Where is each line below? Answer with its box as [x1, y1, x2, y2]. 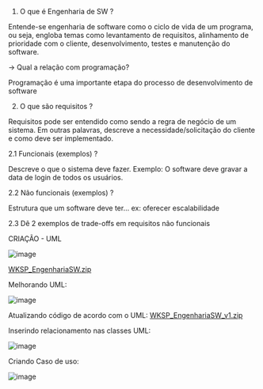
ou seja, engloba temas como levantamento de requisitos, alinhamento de [8, 31, 250, 40]
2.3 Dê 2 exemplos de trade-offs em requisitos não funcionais [8, 219, 211, 228]
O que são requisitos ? [19, 102, 93, 111]
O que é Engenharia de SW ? [19, 7, 114, 16]
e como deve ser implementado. [8, 134, 113, 143]
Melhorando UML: [8, 280, 67, 289]
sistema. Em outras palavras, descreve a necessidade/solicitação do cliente [8, 126, 256, 134]
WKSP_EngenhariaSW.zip [8, 265, 92, 274]
